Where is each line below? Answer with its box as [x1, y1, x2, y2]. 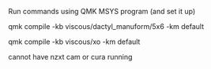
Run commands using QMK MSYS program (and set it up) [8, 7, 196, 16]
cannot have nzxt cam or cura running [8, 53, 133, 61]
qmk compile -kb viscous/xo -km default [8, 37, 141, 46]
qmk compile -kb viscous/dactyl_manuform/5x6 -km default [8, 22, 204, 31]
